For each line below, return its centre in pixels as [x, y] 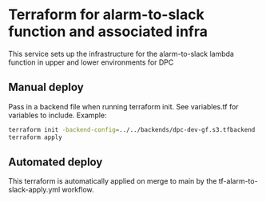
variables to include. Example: [58, 115]
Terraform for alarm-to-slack [107, 15]
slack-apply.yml [34, 190]
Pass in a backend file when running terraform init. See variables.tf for [123, 106]
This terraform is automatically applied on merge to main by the [113, 181]
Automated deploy [56, 162]
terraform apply [35, 137]
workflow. [78, 190]
